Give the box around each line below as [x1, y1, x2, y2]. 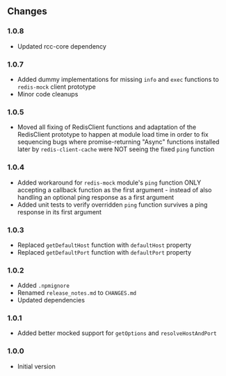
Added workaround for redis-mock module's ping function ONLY [17, 178, 202, 187]
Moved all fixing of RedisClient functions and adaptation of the [17, 123, 197, 131]
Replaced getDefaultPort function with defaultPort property [17, 248, 192, 256]
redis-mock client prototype [17, 83, 96, 91]
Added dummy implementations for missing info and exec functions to [17, 75, 219, 83]
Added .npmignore [17, 281, 70, 290]
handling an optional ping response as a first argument [17, 193, 175, 201]
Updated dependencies [17, 296, 86, 305]
